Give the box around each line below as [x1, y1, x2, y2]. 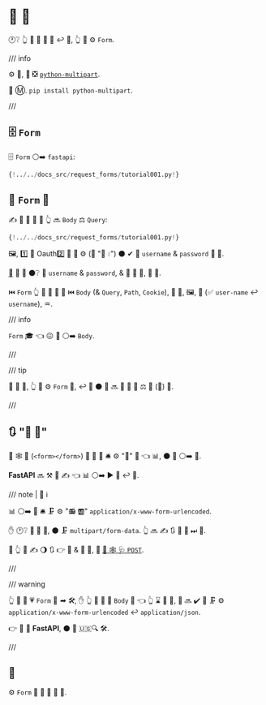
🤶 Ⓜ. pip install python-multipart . [8, 85, 134, 95]
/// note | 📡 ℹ [8, 490, 49, 500]
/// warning [8, 579, 46, 589]
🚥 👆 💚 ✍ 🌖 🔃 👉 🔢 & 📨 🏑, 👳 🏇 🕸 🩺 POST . [8, 545, 144, 555]
